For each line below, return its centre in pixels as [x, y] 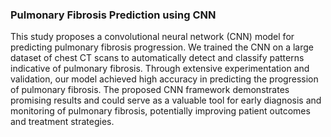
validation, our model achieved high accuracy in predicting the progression [164, 79]
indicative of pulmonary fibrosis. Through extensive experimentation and [160, 69]
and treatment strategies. [62, 122]
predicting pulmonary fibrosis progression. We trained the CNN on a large [162, 47]
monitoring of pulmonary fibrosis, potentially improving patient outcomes [160, 111]
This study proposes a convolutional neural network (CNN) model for [152, 37]
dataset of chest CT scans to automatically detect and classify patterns [157, 58]
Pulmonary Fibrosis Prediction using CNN [113, 15]
